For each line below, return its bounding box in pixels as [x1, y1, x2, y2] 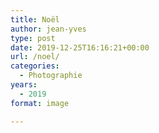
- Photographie [19, 71, 83, 81]
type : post [10, 33, 56, 43]
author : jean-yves [10, 24, 87, 34]
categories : [10, 61, 60, 71]
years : [10, 80, 38, 90]
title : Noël [10, 14, 60, 25]
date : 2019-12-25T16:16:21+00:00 [10, 42, 150, 53]
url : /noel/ [10, 52, 60, 62]
